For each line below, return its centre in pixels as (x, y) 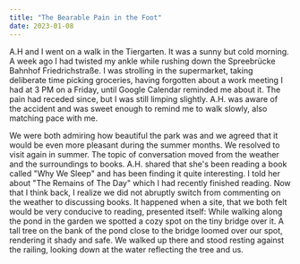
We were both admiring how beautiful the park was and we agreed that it (144, 135)
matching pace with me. (54, 118)
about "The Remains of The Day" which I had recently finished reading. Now (150, 183)
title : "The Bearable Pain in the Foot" (86, 17)
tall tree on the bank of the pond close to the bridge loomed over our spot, (146, 230)
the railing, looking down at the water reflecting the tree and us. (126, 249)
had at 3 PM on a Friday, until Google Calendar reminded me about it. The (145, 89)
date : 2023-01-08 (42, 26)
